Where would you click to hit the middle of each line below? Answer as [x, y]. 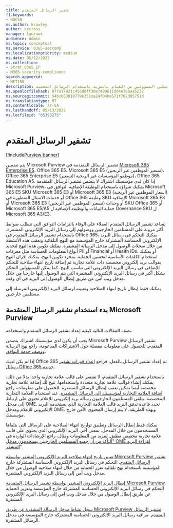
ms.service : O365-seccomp [33, 48]
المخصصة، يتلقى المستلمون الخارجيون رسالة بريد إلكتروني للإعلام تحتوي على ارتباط [85, 398]
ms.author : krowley [27, 24]
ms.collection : [22, 63]
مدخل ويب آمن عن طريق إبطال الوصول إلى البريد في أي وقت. [65, 278]
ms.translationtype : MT [31, 101]
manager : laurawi [24, 34]
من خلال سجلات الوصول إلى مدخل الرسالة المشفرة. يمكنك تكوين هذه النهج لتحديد [84, 246]
